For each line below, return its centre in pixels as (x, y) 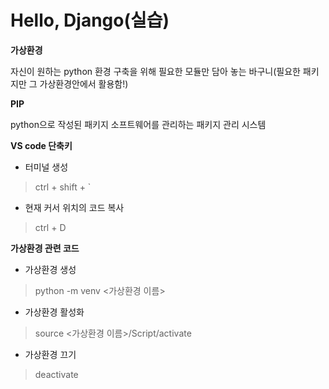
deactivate (56, 374)
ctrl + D (50, 227)
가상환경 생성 (50, 269)
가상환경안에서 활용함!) (84, 83)
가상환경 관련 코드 (45, 248)
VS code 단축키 (41, 145)
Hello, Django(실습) (90, 20)
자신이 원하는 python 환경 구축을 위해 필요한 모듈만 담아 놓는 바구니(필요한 (155, 71)
